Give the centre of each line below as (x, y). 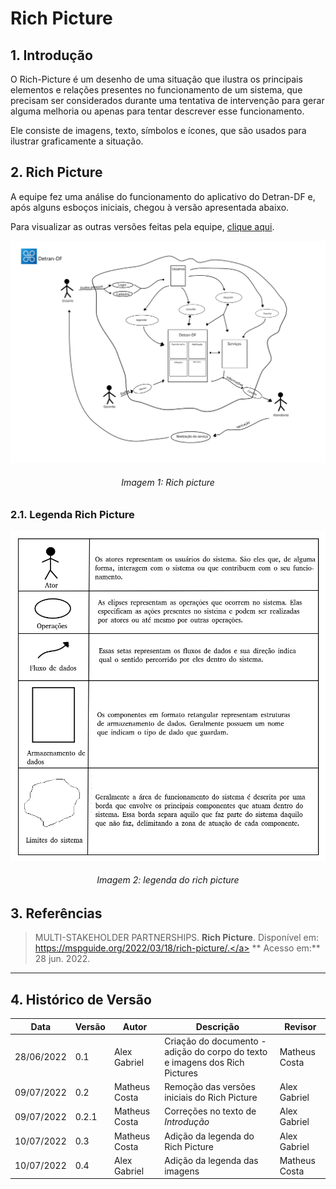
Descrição (217, 1026)
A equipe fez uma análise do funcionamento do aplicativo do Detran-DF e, (163, 196)
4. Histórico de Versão (81, 999)
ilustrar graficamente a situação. (77, 141)
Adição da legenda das (211, 1160)
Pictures (181, 1073)
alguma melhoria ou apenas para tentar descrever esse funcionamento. (157, 111)
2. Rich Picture (56, 172)
